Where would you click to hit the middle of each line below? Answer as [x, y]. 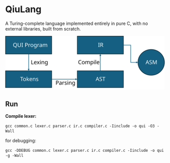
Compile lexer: [21, 116]
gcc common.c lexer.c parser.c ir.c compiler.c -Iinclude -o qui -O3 [80, 126]
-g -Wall [14, 156]
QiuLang [23, 9]
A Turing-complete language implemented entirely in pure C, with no [77, 23]
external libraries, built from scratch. [43, 28]
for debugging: [21, 141]
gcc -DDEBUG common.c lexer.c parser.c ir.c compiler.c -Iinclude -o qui [85, 151]
